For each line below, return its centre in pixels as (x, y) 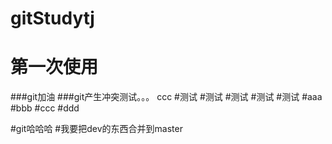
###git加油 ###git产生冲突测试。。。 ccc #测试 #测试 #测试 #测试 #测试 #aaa (166, 97)
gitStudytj (52, 18)
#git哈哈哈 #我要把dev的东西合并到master (96, 129)
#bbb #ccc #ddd (45, 108)
